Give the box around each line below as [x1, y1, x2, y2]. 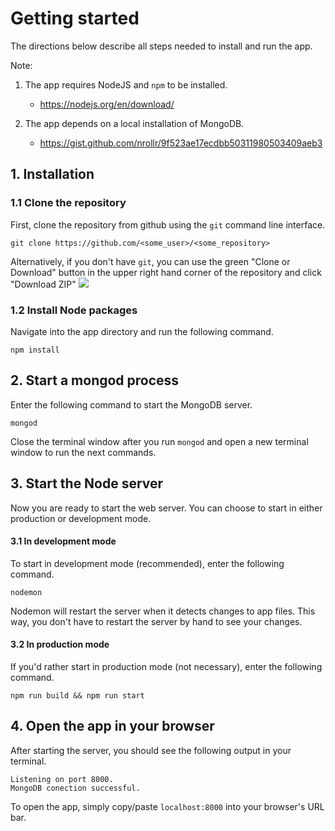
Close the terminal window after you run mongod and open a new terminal [10, 435, 309, 447]
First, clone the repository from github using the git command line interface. [10, 218, 326, 231]
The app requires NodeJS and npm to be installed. [24, 78, 228, 91]
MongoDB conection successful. [10, 783, 141, 793]
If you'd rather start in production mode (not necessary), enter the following [10, 660, 323, 672]
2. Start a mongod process [10, 372, 180, 389]
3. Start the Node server [10, 475, 164, 492]
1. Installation [10, 166, 95, 183]
